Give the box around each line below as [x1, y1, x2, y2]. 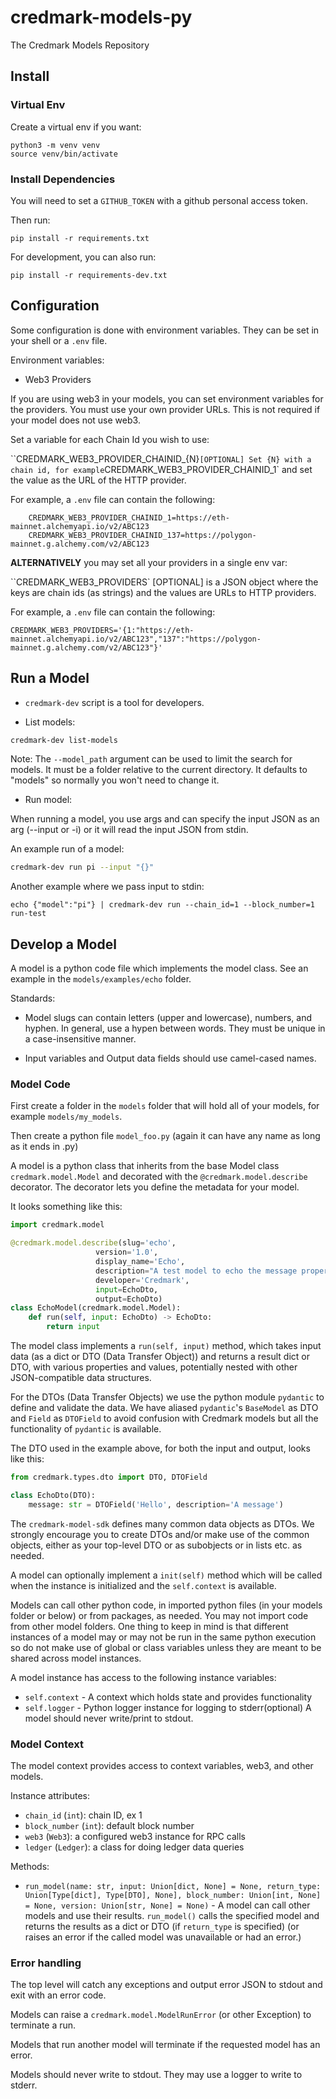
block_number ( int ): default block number [24, 1819, 195, 1831]
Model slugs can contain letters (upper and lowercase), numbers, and [24, 1012, 313, 1024]
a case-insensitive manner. [24, 1033, 137, 1045]
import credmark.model [10, 1220, 105, 1230]
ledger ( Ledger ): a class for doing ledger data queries [24, 1841, 245, 1853]
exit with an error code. [10, 1989, 107, 2001]
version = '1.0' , [95, 1247, 159, 1258]
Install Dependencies [10, 172, 116, 186]
